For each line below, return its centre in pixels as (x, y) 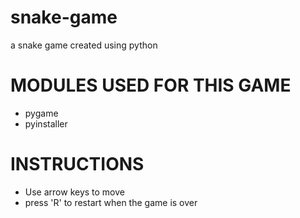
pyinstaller (46, 123)
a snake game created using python (84, 45)
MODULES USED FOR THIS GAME (151, 85)
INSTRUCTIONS (77, 164)
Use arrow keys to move (74, 192)
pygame (41, 113)
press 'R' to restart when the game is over (111, 202)
